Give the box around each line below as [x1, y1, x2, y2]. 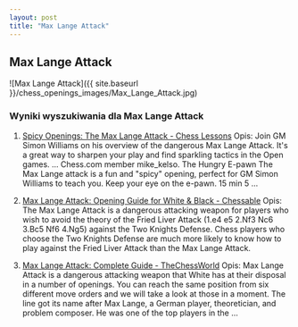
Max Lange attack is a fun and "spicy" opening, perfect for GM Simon [21, 168, 278, 179]
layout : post [9, 13, 58, 22]
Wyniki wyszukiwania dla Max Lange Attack [9, 110, 204, 122]
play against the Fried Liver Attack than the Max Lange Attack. [21, 242, 252, 253]
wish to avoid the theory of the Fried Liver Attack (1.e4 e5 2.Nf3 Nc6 [21, 214, 274, 224]
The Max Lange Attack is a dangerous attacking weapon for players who [21, 205, 289, 215]
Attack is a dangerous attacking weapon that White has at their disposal [21, 269, 286, 280]
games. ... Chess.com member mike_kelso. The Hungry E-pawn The [21, 158, 274, 170]
